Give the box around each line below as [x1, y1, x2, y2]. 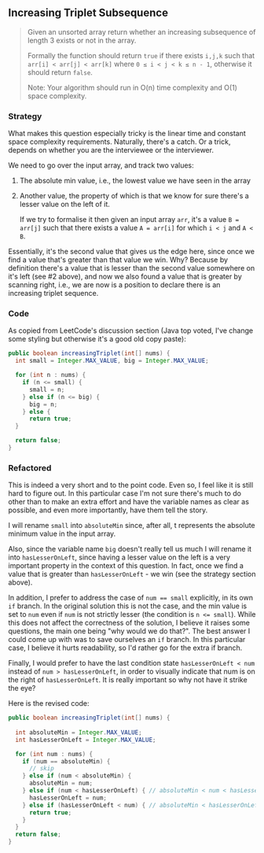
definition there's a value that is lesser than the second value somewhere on [8, 264, 255, 273]
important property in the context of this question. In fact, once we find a [8, 561, 244, 571]
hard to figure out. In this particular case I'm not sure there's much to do [8, 489, 242, 498]
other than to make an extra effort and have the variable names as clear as [8, 497, 250, 507]
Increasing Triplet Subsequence [8, 6, 169, 20]
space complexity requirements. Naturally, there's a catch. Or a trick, [8, 137, 231, 146]
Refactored [8, 462, 52, 473]
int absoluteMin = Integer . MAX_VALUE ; [15, 728, 143, 737]
